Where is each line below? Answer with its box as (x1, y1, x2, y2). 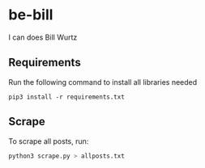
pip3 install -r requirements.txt (8, 93, 126, 101)
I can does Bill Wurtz (8, 32, 78, 42)
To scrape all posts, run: (8, 136, 89, 146)
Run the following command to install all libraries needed (8, 77, 198, 86)
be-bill (8, 6, 53, 24)
